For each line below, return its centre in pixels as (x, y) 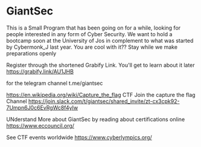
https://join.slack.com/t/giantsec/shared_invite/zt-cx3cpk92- (104, 101)
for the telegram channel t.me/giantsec (55, 83)
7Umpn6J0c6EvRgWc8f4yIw (42, 107)
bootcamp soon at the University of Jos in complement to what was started (100, 40)
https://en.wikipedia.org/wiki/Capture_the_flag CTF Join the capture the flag (101, 95)
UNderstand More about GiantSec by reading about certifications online (96, 119)
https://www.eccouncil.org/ (40, 125)
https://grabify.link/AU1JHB (40, 71)
